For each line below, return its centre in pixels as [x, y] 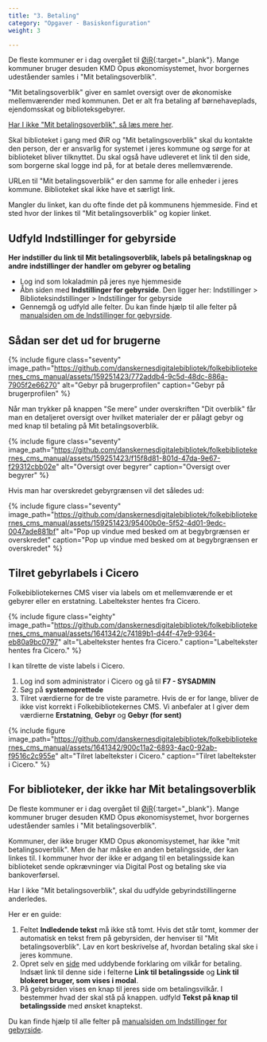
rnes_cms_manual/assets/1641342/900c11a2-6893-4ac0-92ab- [113, 747]
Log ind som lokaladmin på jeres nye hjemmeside [101, 282]
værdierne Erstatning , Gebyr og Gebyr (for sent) [101, 715]
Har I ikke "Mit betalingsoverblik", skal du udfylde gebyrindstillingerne [122, 890]
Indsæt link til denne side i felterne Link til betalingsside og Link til [129, 972]
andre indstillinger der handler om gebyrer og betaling [99, 266]
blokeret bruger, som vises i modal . [79, 980]
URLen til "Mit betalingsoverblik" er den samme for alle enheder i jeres [123, 181]
